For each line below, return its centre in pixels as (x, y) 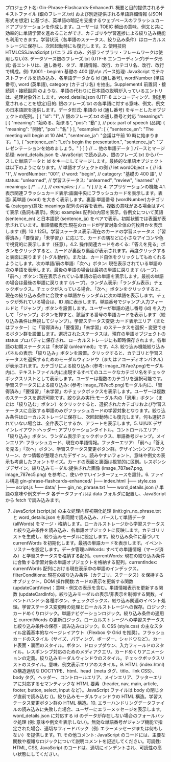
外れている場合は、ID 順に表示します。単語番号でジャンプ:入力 (84, 302)
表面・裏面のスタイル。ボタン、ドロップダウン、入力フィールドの (86, 645)
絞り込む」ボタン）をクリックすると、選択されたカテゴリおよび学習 (90, 404)
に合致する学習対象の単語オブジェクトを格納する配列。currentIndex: (85, 562)
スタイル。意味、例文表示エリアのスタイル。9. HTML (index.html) (95, 665)
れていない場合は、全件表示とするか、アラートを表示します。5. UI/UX (79, 423)
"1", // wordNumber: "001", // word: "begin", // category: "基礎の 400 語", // (84, 174)
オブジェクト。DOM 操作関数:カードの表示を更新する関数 (73, 581)
